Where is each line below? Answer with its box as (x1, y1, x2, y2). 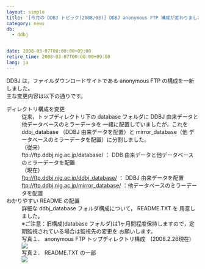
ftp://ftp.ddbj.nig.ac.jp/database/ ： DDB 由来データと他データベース (21, 151, 194, 158)
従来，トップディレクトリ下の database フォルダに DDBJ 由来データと (21, 112, 199, 120)
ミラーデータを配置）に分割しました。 (53, 136, 150, 143)
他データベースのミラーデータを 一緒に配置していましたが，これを (21, 120, 188, 128)
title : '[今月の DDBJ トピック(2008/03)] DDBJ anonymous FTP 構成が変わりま (6, 15, 193, 21)
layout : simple (6, 9, 45, 15)
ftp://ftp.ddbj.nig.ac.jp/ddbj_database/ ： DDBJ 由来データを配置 (21, 174, 184, 181)
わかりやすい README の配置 (6, 197, 81, 204)
